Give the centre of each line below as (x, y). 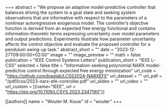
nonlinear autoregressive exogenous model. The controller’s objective (77, 23)
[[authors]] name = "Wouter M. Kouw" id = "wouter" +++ (64, 101)
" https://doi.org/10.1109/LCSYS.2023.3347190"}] (55, 92)
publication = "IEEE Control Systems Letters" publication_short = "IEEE (78, 60)
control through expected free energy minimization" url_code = (91, 71)
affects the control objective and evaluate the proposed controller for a (78, 44)
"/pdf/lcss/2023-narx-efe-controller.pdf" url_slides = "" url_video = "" (77, 81)
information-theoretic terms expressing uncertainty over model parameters (82, 34)
